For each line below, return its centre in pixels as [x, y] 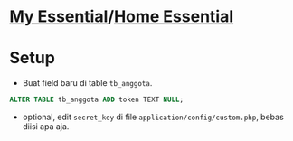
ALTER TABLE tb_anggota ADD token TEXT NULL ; [96, 100]
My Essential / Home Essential [122, 17]
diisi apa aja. [46, 127]
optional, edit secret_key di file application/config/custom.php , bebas [153, 117]
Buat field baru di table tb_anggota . [87, 83]
